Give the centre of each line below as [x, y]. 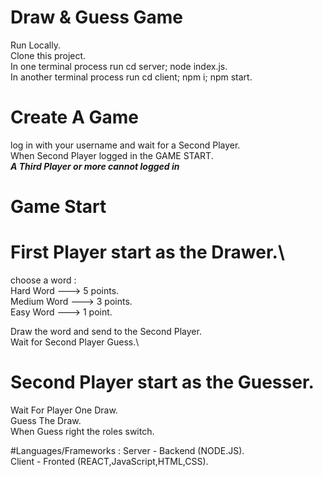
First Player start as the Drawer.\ [147, 252]
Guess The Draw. [46, 420]
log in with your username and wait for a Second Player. [125, 145]
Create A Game [74, 117]
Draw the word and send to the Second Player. [106, 331]
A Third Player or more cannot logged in [95, 166]
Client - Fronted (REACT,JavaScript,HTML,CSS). [109, 461]
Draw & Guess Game [96, 17]
